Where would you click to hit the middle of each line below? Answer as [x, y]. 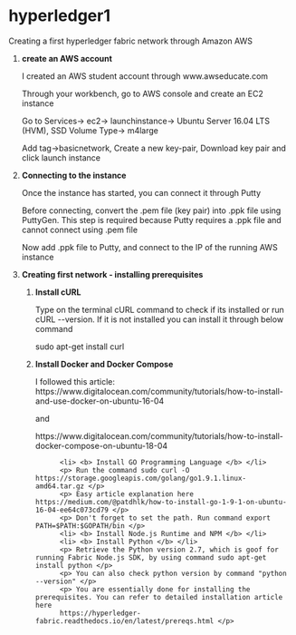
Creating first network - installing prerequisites [112, 274]
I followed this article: [75, 381]
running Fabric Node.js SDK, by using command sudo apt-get [151, 557]
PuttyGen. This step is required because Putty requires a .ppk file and [151, 220]
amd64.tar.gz [60, 486]
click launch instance [61, 157]
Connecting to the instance [74, 175]
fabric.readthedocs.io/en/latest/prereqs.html [124, 621]
